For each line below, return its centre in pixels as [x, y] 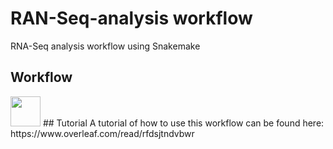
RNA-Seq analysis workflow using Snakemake [105, 46]
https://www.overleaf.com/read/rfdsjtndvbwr [102, 133]
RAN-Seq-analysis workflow [131, 18]
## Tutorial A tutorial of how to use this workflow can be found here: [183, 123]
